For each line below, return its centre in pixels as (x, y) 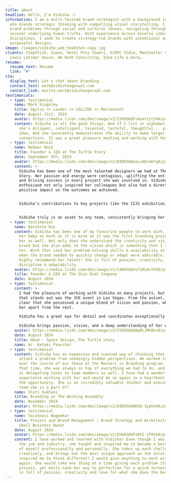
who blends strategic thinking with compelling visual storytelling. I (88, 24)
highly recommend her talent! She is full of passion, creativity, (92, 260)
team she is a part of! (44, 387)
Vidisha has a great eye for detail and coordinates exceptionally (92, 316)
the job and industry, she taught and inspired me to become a (87, 444)
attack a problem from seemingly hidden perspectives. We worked (89, 359)
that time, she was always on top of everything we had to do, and (92, 368)
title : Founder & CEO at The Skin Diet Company (66, 274)
